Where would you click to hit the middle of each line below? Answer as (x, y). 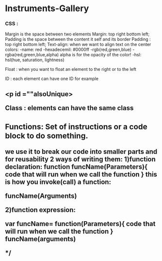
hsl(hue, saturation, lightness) (35, 60)
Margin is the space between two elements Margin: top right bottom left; (77, 34)
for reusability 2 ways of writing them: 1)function (81, 159)
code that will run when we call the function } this (81, 174)
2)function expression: (40, 210)
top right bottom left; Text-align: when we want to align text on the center (78, 45)
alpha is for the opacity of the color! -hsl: (101, 55)
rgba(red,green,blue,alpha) (32, 55)
